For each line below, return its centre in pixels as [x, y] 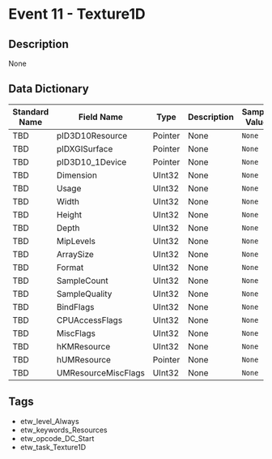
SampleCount [82, 281]
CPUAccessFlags [89, 320]
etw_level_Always [49, 421]
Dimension [76, 175]
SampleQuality [84, 294]
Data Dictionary [49, 89]
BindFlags [75, 307]
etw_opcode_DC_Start [57, 438]
